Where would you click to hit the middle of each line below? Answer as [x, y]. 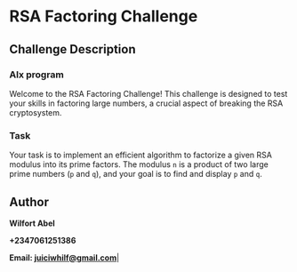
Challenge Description [72, 49]
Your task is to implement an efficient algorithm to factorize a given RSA [141, 155]
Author [29, 202]
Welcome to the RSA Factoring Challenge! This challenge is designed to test [148, 93]
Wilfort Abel [32, 223]
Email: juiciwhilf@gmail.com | [64, 257]
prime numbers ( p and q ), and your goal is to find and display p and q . [136, 174]
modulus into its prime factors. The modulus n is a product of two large [139, 164]
